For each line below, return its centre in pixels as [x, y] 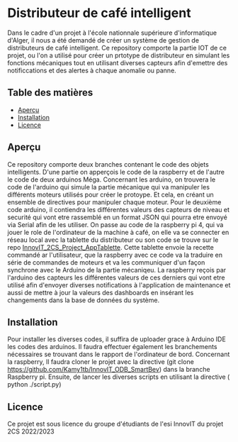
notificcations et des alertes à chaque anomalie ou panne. [92, 70]
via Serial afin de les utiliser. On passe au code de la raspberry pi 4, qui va [115, 224]
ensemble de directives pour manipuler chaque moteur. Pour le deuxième [114, 202]
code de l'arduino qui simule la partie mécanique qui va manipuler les [109, 187]
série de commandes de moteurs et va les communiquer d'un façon [106, 262]
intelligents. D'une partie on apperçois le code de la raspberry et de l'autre [116, 172]
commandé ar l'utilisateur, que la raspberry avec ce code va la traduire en [115, 255]
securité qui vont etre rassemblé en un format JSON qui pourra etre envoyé [118, 217]
